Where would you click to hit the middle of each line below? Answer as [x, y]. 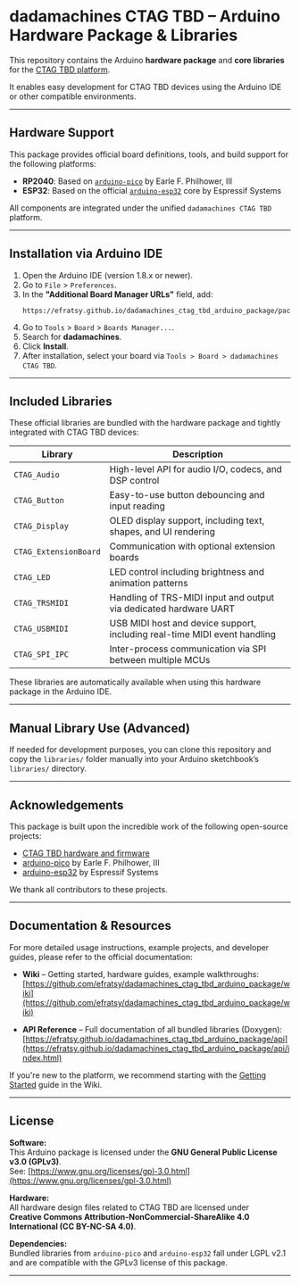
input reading [137, 506]
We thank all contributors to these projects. [88, 889]
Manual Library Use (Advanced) [100, 728]
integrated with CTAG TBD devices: [74, 432]
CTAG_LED [32, 578]
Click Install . [45, 346]
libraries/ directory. [48, 768]
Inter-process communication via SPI [188, 649]
